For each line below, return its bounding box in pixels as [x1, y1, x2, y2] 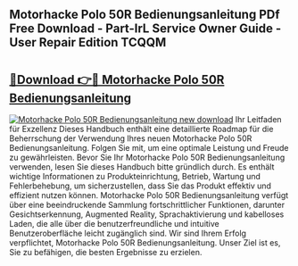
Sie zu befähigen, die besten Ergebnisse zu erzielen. [9, 247, 203, 257]
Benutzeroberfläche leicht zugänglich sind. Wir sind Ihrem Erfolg [9, 228, 247, 238]
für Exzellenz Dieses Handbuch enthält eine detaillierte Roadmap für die [9, 124, 274, 134]
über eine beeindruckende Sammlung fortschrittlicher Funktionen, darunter [9, 200, 286, 210]
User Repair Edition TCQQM [9, 35, 167, 50]
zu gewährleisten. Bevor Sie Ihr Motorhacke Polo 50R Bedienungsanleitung [9, 152, 286, 162]
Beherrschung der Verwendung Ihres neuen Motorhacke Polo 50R [9, 133, 252, 144]
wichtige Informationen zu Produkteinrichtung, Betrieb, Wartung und [9, 171, 261, 181]
